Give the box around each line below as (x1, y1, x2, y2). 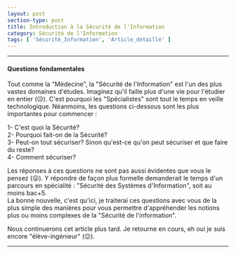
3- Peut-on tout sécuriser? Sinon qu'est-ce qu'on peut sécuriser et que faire (7, 138, 228, 147)
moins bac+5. (7, 189, 47, 197)
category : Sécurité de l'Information (7, 29, 118, 37)
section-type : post (7, 17, 65, 24)
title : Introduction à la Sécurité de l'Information (7, 23, 165, 30)
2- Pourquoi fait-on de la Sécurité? (7, 131, 107, 139)
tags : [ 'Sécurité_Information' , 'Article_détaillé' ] (7, 36, 171, 43)
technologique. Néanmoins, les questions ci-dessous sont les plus (7, 102, 199, 111)
